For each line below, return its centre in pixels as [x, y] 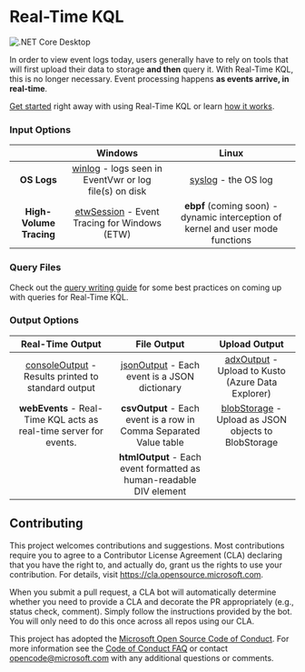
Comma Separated [160, 431]
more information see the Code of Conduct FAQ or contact [119, 648]
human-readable [160, 479]
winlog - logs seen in [118, 168]
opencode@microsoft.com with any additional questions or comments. [142, 657]
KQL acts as [73, 419]
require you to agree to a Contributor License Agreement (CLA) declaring [146, 555]
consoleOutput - [61, 365]
